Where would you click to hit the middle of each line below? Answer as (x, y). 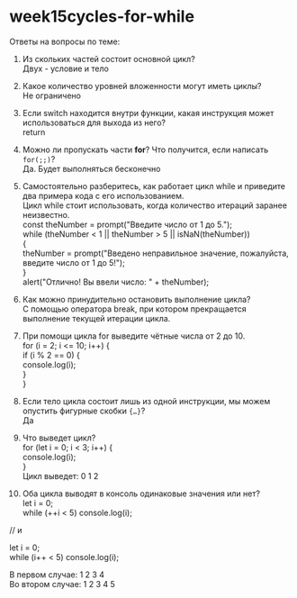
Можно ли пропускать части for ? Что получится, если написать (145, 149)
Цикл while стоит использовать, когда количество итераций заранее (155, 205)
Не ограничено (51, 95)
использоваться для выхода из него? (94, 122)
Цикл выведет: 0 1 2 (60, 476)
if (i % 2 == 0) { (51, 355)
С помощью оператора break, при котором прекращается (134, 309)
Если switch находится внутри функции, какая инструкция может (148, 113)
